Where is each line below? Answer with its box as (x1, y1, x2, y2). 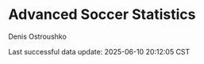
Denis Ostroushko (8, 32, 67, 41)
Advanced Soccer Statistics (8, 6, 196, 24)
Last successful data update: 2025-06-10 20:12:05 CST (8, 47, 191, 56)
